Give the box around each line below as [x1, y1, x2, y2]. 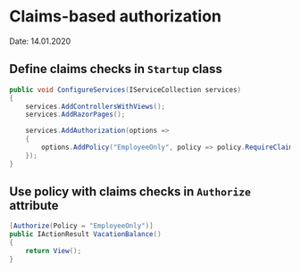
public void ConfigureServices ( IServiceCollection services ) [9, 85, 242, 95]
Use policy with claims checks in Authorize [9, 185, 252, 200]
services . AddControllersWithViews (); [25, 102, 166, 111]
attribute [9, 198, 59, 213]
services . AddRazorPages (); [25, 110, 126, 120]
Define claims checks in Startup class [9, 62, 223, 77]
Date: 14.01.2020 [9, 36, 71, 46]
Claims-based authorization [9, 6, 221, 27]
